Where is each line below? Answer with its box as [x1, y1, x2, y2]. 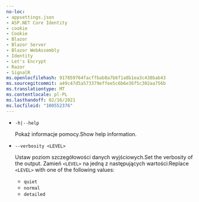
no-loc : [6, 8, 26, 15]
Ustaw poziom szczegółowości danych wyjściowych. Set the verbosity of [14, 153, 193, 160]
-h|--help [14, 120, 40, 126]
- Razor [6, 64, 26, 70]
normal [23, 185, 40, 191]
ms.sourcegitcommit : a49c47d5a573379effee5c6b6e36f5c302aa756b [6, 81, 166, 87]
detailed [23, 191, 46, 197]
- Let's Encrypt [6, 58, 46, 64]
